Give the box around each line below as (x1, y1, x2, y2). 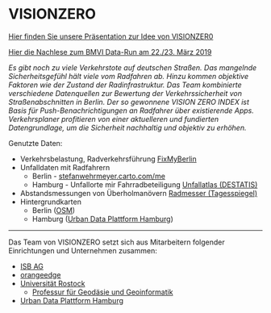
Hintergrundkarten (19, 197, 82, 207)
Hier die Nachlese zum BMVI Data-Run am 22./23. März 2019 (8, 47, 212, 56)
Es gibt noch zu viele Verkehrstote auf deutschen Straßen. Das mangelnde (8, 62, 257, 73)
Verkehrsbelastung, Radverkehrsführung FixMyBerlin (19, 154, 197, 164)
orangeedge (19, 269, 61, 279)
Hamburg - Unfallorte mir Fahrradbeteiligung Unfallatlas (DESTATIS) (31, 179, 258, 190)
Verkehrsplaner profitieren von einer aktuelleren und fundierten (8, 114, 219, 123)
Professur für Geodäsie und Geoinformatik (31, 287, 173, 297)
